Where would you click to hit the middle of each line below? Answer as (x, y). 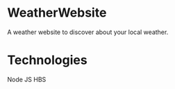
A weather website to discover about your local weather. (88, 32)
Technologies (48, 60)
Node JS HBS (27, 79)
